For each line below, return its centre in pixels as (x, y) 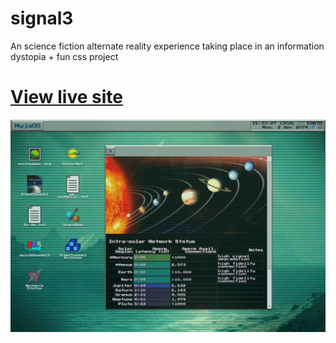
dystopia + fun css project (64, 56)
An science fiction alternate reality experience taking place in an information (167, 46)
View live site (66, 97)
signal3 (42, 18)
